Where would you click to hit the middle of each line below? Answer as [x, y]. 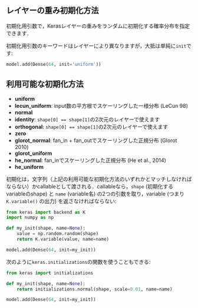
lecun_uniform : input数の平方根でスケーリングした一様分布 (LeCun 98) [101, 105]
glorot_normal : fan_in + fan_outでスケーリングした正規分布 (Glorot [96, 140]
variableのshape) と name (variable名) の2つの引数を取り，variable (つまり [95, 194]
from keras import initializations [50, 273]
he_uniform [29, 167]
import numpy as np [30, 218]
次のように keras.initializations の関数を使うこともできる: [78, 261]
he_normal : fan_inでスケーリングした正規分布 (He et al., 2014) [90, 160]
